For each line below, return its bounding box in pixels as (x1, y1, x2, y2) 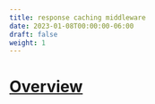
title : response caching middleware (9, 13, 146, 22)
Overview (9, 77, 83, 97)
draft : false (9, 30, 58, 39)
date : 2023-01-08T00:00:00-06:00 (9, 22, 134, 30)
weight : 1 (9, 38, 47, 48)
